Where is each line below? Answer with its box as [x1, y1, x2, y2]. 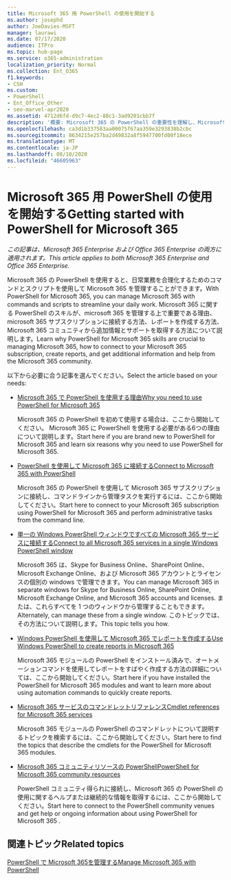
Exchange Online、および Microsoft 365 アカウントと [45, 569, 197, 577]
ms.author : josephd [7, 17, 63, 23]
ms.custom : [7, 87, 38, 94]
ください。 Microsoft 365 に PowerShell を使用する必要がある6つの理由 [16, 423, 220, 432]
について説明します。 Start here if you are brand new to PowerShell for [16, 432, 215, 441]
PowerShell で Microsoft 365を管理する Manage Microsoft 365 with [7, 858, 196, 866]
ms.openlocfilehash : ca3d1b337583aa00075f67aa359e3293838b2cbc [7, 125, 192, 132]
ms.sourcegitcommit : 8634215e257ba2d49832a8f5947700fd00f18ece [7, 132, 192, 138]
